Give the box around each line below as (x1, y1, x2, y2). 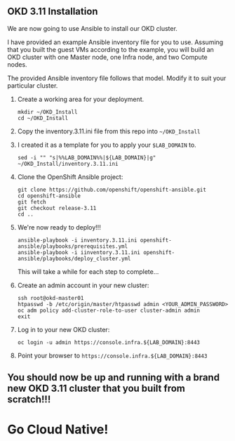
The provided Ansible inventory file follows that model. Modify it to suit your (7, 74, 227, 82)
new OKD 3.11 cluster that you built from (7, 383, 186, 395)
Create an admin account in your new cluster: (17, 281, 149, 289)
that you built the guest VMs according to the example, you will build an (7, 45, 214, 53)
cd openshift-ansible (17, 192, 81, 199)
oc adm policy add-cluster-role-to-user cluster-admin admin (17, 307, 201, 314)
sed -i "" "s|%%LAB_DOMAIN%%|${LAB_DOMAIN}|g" (17, 154, 156, 161)
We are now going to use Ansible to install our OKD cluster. (7, 24, 177, 32)
